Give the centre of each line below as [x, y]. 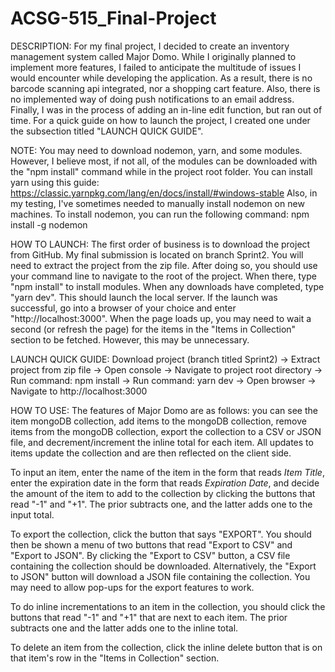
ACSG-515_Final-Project [113, 18]
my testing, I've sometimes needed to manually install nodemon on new [157, 203]
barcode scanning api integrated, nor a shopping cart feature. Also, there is [165, 88]
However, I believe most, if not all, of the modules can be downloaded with [164, 161]
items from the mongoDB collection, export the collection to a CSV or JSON [166, 431]
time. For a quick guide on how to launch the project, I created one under [160, 120]
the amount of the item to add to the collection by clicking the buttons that [163, 493]
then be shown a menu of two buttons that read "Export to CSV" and [151, 544]
